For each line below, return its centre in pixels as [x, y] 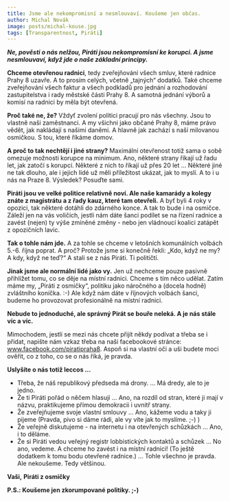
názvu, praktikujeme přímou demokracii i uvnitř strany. [94, 405]
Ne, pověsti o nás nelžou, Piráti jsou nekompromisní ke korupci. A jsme [111, 52]
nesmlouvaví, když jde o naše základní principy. [78, 60]
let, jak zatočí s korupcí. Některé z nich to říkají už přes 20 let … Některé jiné [115, 165]
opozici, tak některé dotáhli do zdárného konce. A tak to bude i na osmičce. [114, 208]
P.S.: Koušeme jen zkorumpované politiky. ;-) [73, 490]
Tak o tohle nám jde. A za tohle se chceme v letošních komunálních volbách [115, 243]
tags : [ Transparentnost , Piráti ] [55, 33]
